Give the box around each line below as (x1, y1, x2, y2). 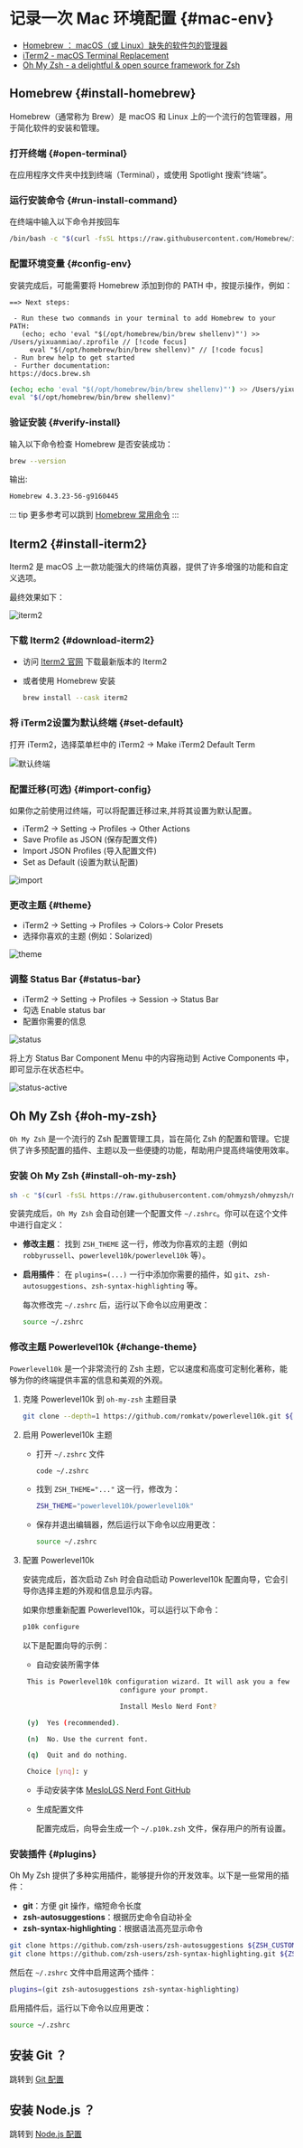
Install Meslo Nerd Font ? (119, 1702, 217, 1711)
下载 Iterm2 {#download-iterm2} (9, 634, 155, 647)
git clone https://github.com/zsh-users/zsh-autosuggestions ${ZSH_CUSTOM (9, 1941, 297, 1950)
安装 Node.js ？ (9, 2103, 96, 2118)
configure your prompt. (119, 1685, 209, 1694)
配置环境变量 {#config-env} (9, 258, 133, 270)
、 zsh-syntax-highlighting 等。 (83, 1280, 203, 1291)
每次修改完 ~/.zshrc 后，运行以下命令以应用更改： (22, 1299, 210, 1310)
